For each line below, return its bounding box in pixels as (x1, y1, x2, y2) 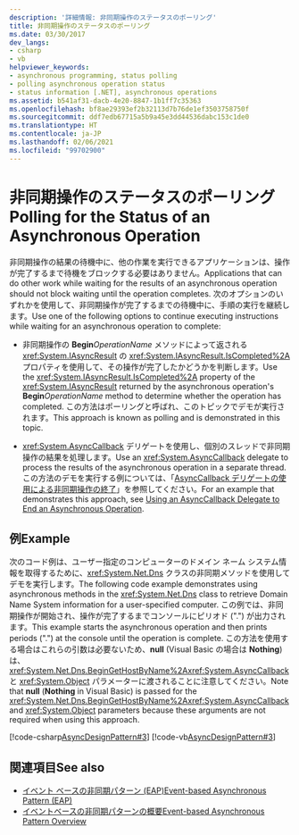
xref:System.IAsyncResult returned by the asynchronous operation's (21, 380, 275, 391)
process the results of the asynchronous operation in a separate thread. (21, 462, 287, 472)
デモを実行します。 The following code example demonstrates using (9, 579, 259, 589)
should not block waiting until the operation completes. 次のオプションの (9, 288, 277, 299)
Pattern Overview (21, 816, 87, 827)
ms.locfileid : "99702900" (9, 146, 105, 154)
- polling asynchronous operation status (9, 79, 166, 88)
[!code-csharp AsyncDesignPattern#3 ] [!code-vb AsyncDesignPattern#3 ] (9, 731, 277, 742)
